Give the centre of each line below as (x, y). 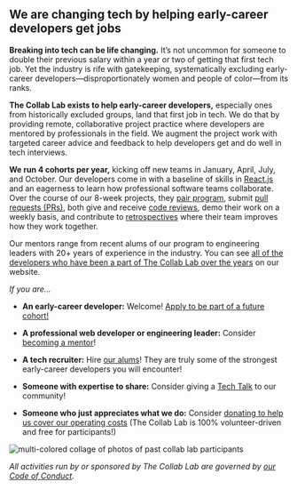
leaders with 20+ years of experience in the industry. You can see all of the (146, 253)
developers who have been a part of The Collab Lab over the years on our (144, 262)
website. (25, 271)
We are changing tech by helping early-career (139, 15)
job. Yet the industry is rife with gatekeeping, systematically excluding (137, 68)
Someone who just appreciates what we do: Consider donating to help (152, 413)
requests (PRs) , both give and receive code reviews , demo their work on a (145, 207)
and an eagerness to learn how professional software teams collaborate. (141, 188)
